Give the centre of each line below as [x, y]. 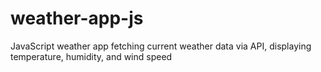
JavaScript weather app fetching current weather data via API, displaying [161, 46]
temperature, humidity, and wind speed [91, 56]
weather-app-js [77, 18]
